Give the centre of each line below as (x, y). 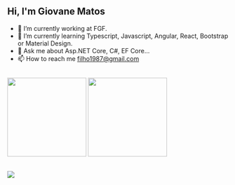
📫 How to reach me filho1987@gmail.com (78, 58)
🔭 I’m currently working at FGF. (62, 28)
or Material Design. (45, 43)
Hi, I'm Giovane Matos (56, 12)
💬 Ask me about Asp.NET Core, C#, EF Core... (83, 50)
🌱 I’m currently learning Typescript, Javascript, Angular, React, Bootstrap (123, 36)
